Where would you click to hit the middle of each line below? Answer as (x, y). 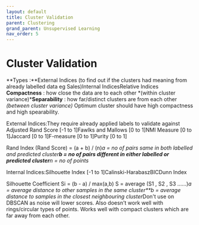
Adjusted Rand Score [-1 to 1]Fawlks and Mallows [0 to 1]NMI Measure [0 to (99, 130)
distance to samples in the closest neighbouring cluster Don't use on (90, 197)
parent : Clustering (30, 23)
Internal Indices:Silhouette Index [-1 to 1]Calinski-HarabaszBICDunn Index (97, 172)
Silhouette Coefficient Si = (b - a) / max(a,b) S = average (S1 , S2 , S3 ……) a (99, 184)
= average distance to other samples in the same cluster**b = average (94, 190)
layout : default (26, 12)
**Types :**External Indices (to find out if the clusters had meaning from (97, 80)
